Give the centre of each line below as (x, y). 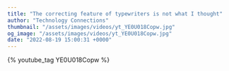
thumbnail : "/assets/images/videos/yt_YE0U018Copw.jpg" (91, 27)
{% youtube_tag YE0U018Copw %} (59, 60)
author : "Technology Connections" (58, 20)
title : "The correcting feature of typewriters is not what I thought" (115, 14)
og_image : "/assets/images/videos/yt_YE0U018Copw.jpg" (90, 33)
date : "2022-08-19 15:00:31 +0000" (60, 40)
